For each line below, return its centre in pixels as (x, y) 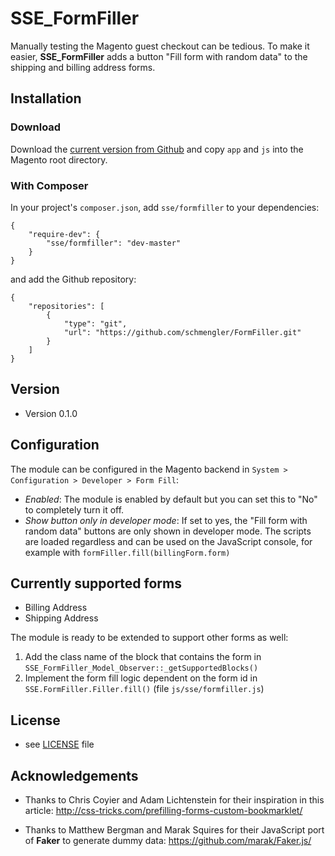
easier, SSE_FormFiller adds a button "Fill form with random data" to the (159, 56)
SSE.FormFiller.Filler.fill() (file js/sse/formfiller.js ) (144, 689)
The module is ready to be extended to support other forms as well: (149, 638)
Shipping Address (61, 618)
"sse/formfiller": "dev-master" (114, 243)
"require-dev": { (64, 234)
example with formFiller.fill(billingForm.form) (127, 552)
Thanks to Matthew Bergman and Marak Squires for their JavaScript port (174, 829)
